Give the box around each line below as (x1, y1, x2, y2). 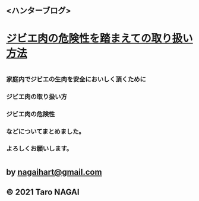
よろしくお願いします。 (6, 145, 73, 153)
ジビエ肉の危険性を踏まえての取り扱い (6, 31, 193, 45)
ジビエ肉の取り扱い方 (6, 92, 67, 101)
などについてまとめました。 (6, 127, 85, 135)
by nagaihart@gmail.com (6, 167, 102, 177)
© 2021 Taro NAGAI (6, 187, 80, 197)
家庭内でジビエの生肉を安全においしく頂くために (6, 75, 147, 83)
